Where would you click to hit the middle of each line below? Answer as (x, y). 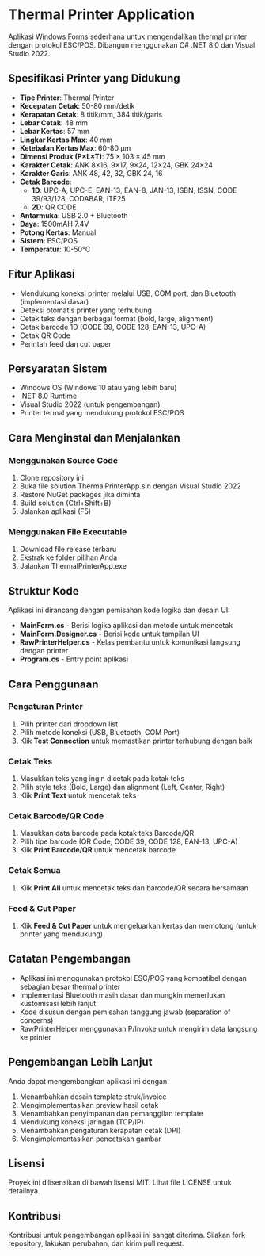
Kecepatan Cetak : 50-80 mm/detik (77, 105)
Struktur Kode (44, 591)
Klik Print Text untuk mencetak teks (78, 795)
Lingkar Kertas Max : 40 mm (66, 140)
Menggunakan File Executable (68, 531)
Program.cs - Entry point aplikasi (74, 659)
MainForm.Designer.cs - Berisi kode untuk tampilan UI (109, 634)
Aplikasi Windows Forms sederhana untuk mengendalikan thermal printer (128, 36)
